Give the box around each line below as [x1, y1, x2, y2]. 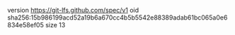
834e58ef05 [7, 21, 44, 29]
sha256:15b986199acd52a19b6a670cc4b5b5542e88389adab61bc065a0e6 [7, 13, 228, 22]
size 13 [45, 21, 66, 29]
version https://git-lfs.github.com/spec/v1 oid [7, 6, 139, 14]
